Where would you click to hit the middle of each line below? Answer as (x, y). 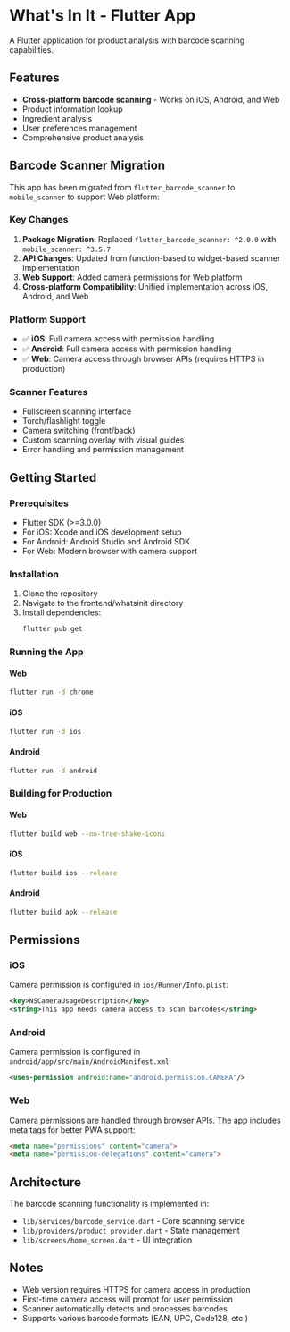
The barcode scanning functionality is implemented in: (109, 1204)
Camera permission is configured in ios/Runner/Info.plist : (119, 985)
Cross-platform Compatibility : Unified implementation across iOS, (145, 286)
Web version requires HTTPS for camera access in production (136, 1289)
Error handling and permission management (103, 450)
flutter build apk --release (63, 912)
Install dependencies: (62, 612)
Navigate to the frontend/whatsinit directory (103, 603)
